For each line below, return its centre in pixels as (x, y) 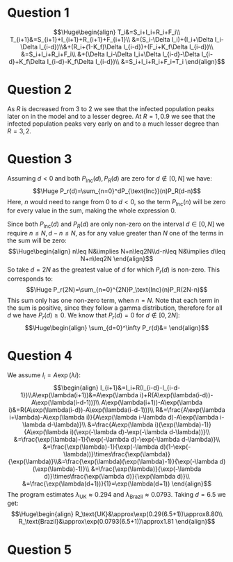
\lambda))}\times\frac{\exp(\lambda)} (117, 454)
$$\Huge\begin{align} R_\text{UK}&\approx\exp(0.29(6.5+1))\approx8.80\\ (117, 514)
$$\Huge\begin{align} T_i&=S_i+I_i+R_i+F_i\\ (117, 32)
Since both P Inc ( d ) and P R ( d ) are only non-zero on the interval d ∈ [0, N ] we (116, 225)
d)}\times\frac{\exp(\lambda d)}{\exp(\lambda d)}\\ (117, 476)
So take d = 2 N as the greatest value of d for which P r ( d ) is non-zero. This (114, 270)
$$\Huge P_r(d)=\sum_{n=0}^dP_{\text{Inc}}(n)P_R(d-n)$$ (117, 191)
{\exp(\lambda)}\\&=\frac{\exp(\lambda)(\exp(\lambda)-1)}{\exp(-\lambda (113, 461)
